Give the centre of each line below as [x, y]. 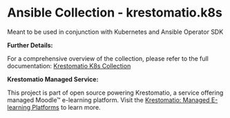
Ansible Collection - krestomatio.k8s [115, 13]
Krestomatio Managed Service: [53, 79]
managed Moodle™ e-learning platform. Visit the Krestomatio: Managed [108, 100]
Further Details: [30, 45]
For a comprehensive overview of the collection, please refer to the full [108, 58]
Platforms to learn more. [67, 107]
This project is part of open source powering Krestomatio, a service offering [115, 92]
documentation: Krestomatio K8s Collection [69, 66]
